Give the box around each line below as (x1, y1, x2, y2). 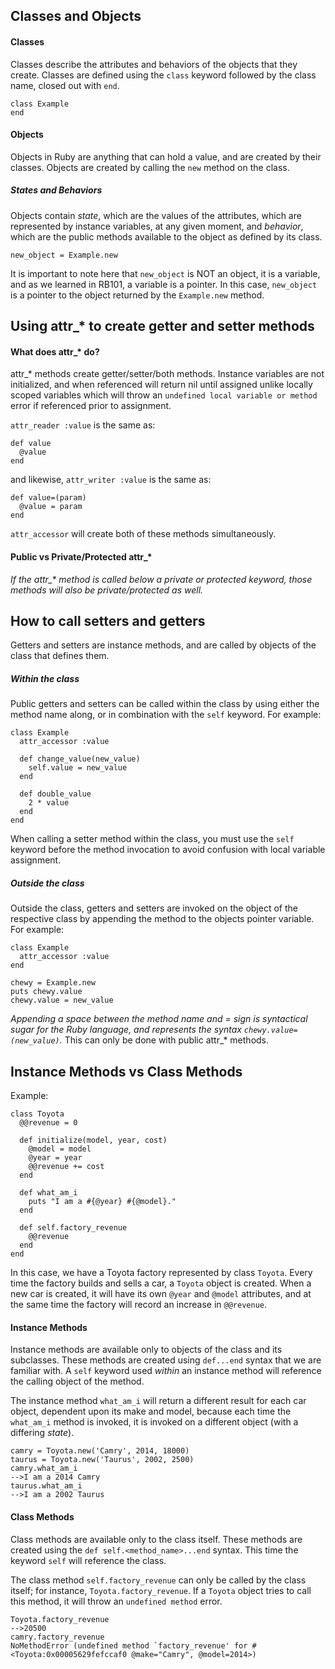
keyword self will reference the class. (10, 1554, 167, 1566)
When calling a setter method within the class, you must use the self (10, 833, 295, 845)
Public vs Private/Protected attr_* (10, 550, 153, 563)
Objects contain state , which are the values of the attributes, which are (10, 209, 302, 221)
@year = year (28, 1153, 83, 1163)
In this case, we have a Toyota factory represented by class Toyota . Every (10, 1267, 313, 1279)
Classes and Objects (10, 8, 142, 25)
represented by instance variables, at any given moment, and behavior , (10, 220, 304, 232)
